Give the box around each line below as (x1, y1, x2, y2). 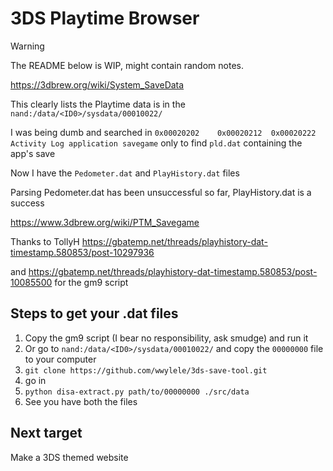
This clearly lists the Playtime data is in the (10, 98, 186, 110)
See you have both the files (24, 395, 138, 407)
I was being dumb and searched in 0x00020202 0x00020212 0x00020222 (10, 126, 317, 138)
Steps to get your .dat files (10, 305, 179, 322)
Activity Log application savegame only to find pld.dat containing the (10, 137, 303, 149)
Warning (10, 40, 45, 52)
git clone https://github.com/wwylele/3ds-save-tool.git (24, 365, 268, 376)
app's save (10, 147, 56, 159)
